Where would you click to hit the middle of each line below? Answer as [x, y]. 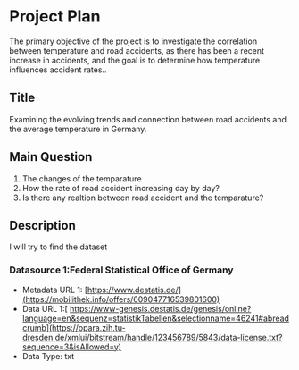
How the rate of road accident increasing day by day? [121, 188]
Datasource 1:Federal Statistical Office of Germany [121, 270]
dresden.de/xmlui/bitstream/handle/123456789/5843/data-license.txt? [152, 337]
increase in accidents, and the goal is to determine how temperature [135, 60]
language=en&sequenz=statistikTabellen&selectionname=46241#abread [156, 318]
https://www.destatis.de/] [134, 290]
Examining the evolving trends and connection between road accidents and [148, 119]
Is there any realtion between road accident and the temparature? [143, 198]
